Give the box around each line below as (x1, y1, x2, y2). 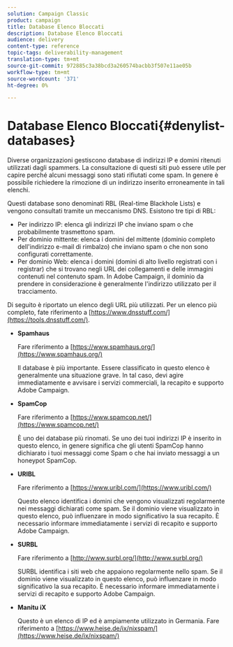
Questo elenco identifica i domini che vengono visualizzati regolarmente (17, 497, 225, 506)
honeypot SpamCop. (17, 456, 77, 465)
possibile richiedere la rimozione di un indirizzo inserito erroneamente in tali (7, 178, 225, 187)
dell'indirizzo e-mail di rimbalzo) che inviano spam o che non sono (17, 243, 209, 251)
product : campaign (7, 17, 61, 24)
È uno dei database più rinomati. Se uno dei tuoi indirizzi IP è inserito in (17, 434, 222, 443)
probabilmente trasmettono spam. (17, 228, 115, 236)
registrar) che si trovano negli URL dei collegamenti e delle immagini (17, 265, 214, 273)
